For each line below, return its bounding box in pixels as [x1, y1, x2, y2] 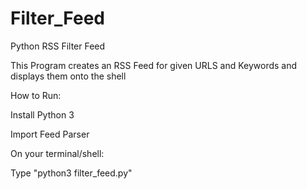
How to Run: [10, 89, 62, 101]
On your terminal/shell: [10, 147, 105, 159]
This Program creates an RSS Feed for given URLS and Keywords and [10, 59, 298, 71]
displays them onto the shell [10, 70, 127, 82]
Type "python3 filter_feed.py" [10, 167, 133, 179]
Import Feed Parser [10, 128, 90, 140]
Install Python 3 [10, 108, 75, 121]
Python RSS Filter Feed [10, 40, 106, 52]
